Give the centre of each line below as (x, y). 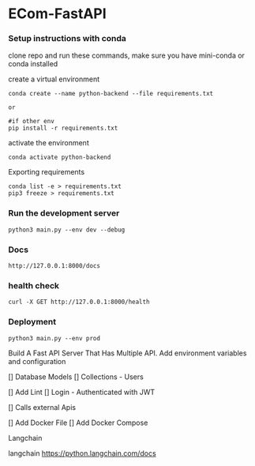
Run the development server (64, 213)
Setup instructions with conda (67, 39)
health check (34, 286)
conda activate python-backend (60, 158)
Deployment (32, 322)
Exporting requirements (47, 172)
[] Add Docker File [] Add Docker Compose (78, 423)
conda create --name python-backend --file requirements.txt (111, 94)
